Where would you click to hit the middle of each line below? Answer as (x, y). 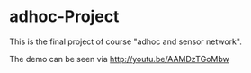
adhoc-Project (64, 17)
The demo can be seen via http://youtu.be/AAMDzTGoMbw (119, 59)
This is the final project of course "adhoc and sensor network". (126, 41)
